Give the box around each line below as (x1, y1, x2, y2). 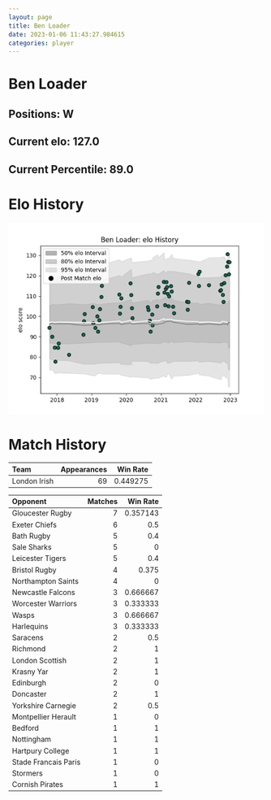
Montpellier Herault (11, 711, 77, 721)
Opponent (11, 497, 47, 507)
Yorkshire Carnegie (11, 700, 77, 711)
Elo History (8, 195, 84, 213)
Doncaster (11, 689, 47, 699)
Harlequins (11, 621, 49, 631)
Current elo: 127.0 (8, 135, 100, 149)
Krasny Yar (11, 667, 49, 676)
